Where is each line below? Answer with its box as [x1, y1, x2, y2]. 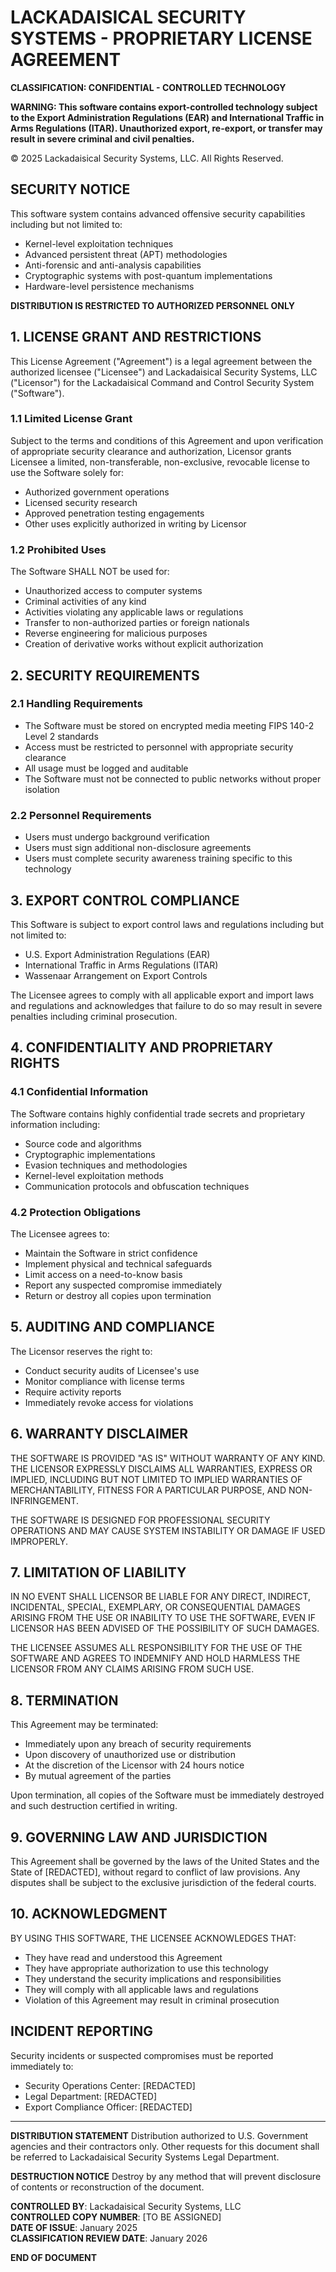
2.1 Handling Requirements [10, 697, 143, 711]
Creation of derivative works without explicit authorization [24, 638, 264, 650]
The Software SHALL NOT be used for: [10, 566, 170, 578]
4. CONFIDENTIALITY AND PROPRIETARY [10, 1039, 274, 1056]
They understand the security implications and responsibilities [24, 1972, 282, 1985]
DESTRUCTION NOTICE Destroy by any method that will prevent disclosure [10, 2170, 322, 2182]
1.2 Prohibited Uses [10, 542, 107, 556]
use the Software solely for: [10, 466, 125, 478]
